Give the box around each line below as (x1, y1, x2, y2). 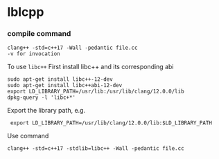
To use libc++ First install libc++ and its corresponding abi (7, 63, 174, 71)
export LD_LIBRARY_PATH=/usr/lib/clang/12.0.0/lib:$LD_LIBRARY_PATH (10, 120, 213, 127)
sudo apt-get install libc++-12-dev (7, 76, 113, 83)
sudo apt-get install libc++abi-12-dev (7, 82, 123, 89)
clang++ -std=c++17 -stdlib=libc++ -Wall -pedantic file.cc (7, 145, 185, 152)
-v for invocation (7, 50, 60, 57)
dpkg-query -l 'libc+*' (7, 94, 76, 101)
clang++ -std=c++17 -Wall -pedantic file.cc (7, 44, 138, 52)
